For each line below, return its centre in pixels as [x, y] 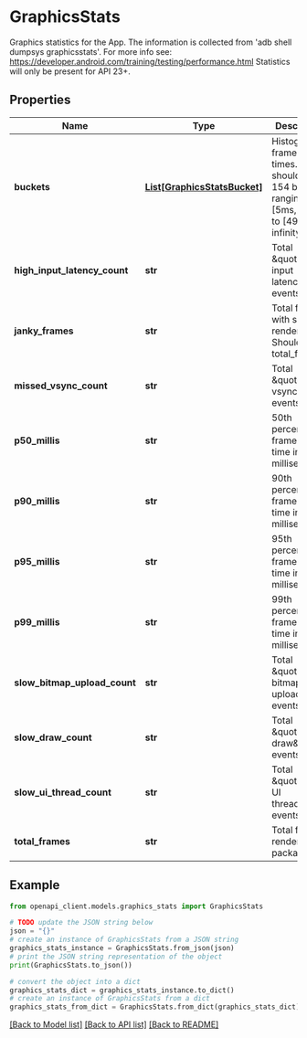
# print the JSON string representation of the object [116, 957]
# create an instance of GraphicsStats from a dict [110, 999]
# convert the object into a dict [75, 981]
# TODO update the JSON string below [81, 923]
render [286, 331]
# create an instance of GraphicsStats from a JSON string [124, 940]
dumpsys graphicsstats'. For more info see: [90, 51]
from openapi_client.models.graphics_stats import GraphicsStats [136, 906]
